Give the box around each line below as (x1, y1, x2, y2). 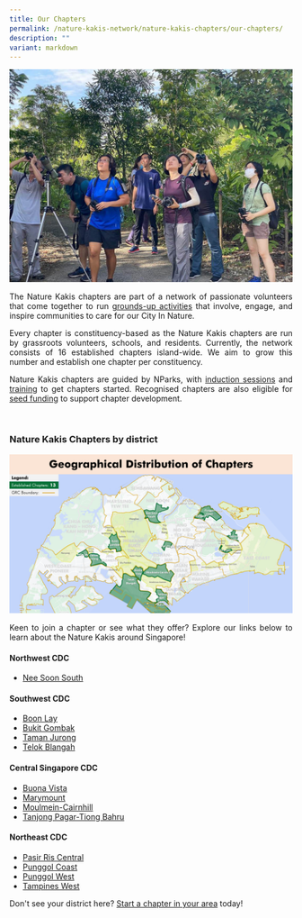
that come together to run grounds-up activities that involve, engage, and (9, 301, 293, 312)
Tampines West (22, 880, 80, 891)
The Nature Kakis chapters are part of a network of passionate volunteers (9, 291, 293, 302)
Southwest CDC (9, 693, 70, 704)
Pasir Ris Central (22, 851, 84, 862)
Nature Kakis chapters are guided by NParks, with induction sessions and (9, 374, 293, 385)
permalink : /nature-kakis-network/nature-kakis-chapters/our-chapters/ (9, 23, 283, 33)
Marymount (22, 792, 66, 803)
